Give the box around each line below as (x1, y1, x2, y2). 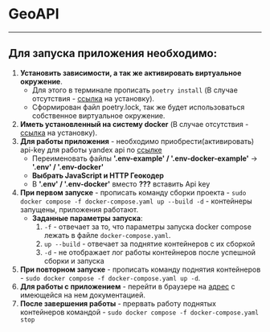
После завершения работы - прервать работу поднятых (19, 298, 217, 308)
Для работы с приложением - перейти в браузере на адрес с (19, 281, 235, 291)
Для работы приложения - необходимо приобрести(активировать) (19, 136, 255, 146)
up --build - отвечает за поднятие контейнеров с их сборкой (43, 239, 256, 248)
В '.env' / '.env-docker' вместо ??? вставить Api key (31, 178, 211, 189)
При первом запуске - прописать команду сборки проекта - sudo (19, 187, 247, 197)
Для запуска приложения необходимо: (8, 47, 218, 60)
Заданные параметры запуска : (31, 213, 143, 223)
